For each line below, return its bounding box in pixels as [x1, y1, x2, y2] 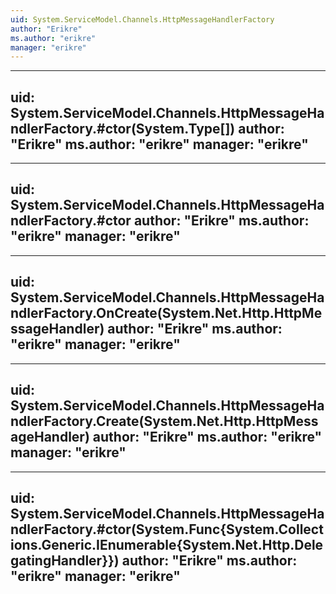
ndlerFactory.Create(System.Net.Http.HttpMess [10, 413, 319, 430]
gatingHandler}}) [10, 552, 120, 569]
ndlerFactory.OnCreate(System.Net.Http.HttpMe [10, 305, 323, 322]
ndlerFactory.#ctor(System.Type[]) [10, 120, 236, 137]
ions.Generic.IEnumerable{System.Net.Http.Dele [10, 536, 324, 553]
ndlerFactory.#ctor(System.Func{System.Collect [10, 521, 324, 538]
